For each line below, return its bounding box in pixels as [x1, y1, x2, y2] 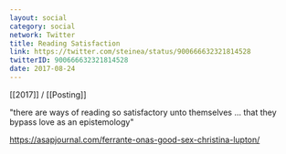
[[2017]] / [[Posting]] [9, 88, 87, 100]
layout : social [9, 13, 68, 23]
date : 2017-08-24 [9, 65, 76, 74]
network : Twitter [9, 30, 76, 39]
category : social [9, 22, 76, 31]
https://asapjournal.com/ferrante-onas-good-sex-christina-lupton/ [9, 134, 260, 145]
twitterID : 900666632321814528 [9, 56, 129, 65]
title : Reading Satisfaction [9, 38, 121, 48]
